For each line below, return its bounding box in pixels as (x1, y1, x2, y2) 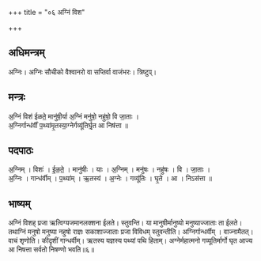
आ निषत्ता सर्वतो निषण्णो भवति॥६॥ (8, 245, 95, 255)
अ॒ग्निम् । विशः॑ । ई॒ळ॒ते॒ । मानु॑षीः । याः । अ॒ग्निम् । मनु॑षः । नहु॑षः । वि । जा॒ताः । (8, 165, 211, 174)
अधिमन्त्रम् (8, 46, 45, 59)
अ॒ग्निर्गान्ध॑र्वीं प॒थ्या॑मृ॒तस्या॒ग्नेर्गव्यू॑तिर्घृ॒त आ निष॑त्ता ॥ (8, 120, 129, 130)
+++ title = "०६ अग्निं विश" (8, 8, 85, 17)
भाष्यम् (8, 197, 31, 210)
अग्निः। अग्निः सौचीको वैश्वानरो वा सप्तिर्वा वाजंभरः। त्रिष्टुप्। (8, 67, 157, 77)
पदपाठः (8, 144, 34, 157)
